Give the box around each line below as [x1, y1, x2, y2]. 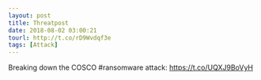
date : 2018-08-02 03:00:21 [8, 26, 97, 34]
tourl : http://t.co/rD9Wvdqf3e [8, 33, 112, 42]
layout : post [8, 11, 51, 20]
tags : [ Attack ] [8, 41, 59, 49]
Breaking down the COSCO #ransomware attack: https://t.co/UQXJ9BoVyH [8, 63, 254, 72]
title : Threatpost [8, 19, 69, 27]
